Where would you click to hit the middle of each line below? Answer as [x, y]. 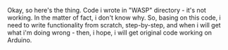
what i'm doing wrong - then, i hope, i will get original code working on [110, 32]
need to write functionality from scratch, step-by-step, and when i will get [114, 25]
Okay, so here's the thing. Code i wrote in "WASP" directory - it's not [107, 10]
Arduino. [20, 40]
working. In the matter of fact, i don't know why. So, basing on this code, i [114, 18]
